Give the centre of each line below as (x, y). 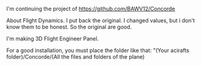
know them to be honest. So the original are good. (69, 27)
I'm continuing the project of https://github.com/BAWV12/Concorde (91, 9)
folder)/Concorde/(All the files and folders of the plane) (76, 57)
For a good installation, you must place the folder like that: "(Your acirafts (98, 50)
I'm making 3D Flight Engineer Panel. (53, 38)
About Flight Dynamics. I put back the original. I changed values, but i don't (100, 20)
